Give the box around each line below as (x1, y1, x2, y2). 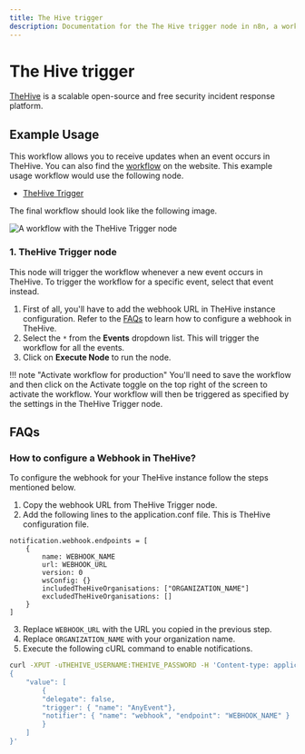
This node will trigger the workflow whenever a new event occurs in (9, 266, 263, 277)
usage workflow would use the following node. (9, 170, 184, 182)
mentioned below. (9, 482, 76, 493)
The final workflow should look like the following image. (9, 205, 218, 216)
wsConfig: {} (42, 576, 92, 586)
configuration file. (22, 519, 89, 530)
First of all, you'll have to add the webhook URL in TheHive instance (22, 303, 276, 314)
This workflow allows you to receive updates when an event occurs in (9, 151, 271, 162)
